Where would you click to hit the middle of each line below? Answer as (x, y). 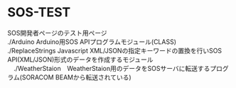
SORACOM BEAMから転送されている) (76, 77)
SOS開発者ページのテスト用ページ (58, 33)
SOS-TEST (39, 12)
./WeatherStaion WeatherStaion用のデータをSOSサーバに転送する (112, 68)
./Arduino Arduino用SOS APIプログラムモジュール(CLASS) (92, 42)
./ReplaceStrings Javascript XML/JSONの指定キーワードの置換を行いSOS (115, 50)
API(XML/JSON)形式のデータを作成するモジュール (81, 59)
